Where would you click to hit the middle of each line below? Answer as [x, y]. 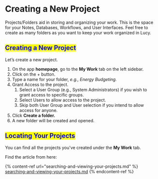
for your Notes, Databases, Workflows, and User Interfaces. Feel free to [77, 27]
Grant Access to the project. [40, 84]
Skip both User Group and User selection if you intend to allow [82, 105]
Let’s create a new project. [32, 60]
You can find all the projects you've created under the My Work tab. [73, 147]
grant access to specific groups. [51, 95]
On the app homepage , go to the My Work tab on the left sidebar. [78, 69]
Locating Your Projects [40, 136]
